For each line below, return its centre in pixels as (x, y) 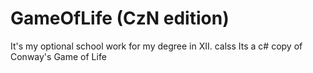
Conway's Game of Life (58, 56)
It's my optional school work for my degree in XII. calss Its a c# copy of (156, 46)
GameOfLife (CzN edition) (120, 18)
